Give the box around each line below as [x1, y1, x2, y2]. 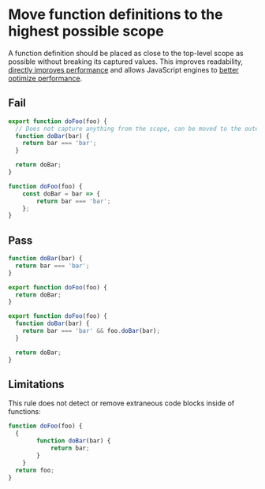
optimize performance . [8, 73, 83, 83]
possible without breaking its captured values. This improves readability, [8, 57, 243, 66]
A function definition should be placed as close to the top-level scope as [8, 48, 244, 58]
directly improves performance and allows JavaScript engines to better [8, 65, 239, 74]
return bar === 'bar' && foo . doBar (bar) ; [22, 327, 160, 335]
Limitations [8, 377, 65, 391]
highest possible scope [8, 22, 164, 40]
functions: [8, 407, 41, 416]
